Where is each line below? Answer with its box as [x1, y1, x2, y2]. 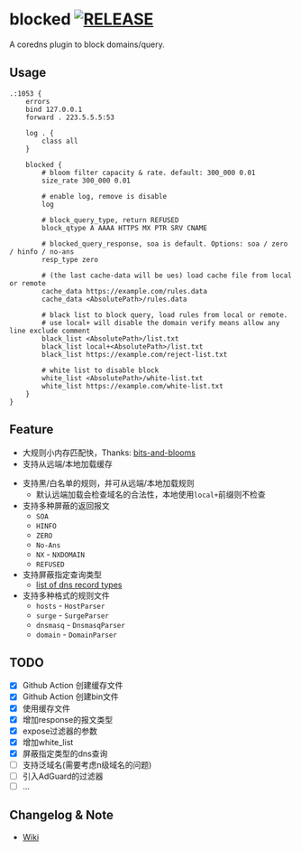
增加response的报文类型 [22, 714, 114, 725]
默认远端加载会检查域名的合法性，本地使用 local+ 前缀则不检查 [35, 489, 266, 500]
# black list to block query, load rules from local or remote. [41, 310, 288, 320]
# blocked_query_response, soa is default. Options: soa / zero [41, 239, 288, 248]
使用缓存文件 [22, 703, 70, 714]
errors [25, 97, 50, 106]
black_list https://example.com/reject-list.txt [41, 350, 228, 359]
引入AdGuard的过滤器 [22, 771, 104, 781]
